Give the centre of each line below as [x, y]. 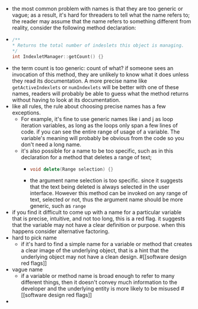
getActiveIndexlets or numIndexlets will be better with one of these [95, 87]
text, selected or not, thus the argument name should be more [106, 199]
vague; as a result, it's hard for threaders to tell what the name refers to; [101, 15]
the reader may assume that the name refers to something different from [101, 21]
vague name [27, 269]
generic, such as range [58, 206]
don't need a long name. [51, 144]
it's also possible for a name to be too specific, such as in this [97, 151]
